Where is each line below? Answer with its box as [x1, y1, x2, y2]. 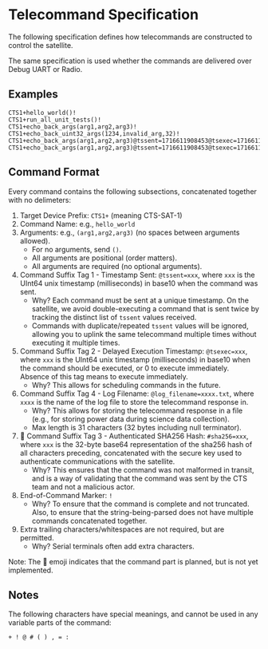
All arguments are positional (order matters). [31, 253, 178, 263]
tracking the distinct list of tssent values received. [31, 312, 197, 322]
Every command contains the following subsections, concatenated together [8, 186, 258, 196]
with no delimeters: [8, 195, 72, 204]
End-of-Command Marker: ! [19, 490, 113, 500]
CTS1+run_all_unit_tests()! [8, 116, 102, 124]
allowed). [19, 235, 50, 245]
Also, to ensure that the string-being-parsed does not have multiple [31, 507, 254, 516]
